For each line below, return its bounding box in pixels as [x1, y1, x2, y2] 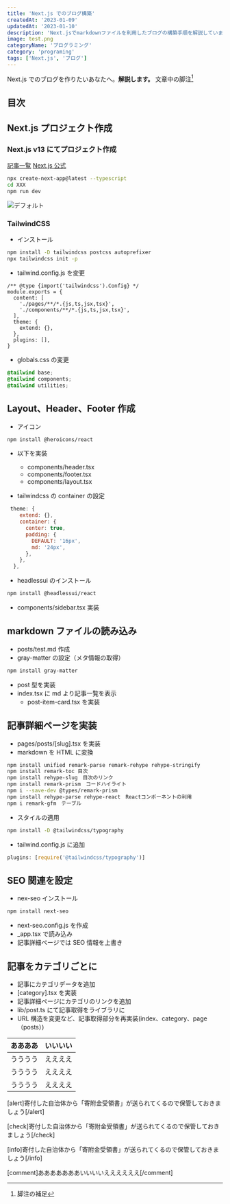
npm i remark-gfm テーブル [7, 800, 82, 807]
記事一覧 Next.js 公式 [7, 161, 66, 170]
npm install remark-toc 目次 [7, 768, 88, 775]
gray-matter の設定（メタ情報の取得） [16, 654, 125, 662]
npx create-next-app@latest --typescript [7, 175, 127, 182]
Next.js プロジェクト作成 [7, 122, 113, 134]
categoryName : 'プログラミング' [7, 42, 92, 49]
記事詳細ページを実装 [7, 720, 97, 732]
